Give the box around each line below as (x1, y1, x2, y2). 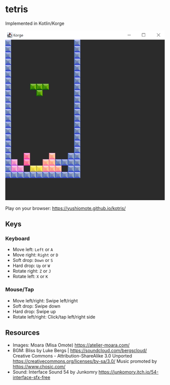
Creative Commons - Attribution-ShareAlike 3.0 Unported (12, 353, 133, 359)
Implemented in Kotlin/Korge (5, 20, 65, 26)
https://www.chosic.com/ (12, 363, 66, 369)
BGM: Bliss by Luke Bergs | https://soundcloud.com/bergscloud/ (12, 347, 147, 353)
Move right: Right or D (12, 252, 58, 258)
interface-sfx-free (12, 374, 51, 380)
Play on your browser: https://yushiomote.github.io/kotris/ (5, 205, 126, 211)
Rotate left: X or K (12, 274, 48, 280)
